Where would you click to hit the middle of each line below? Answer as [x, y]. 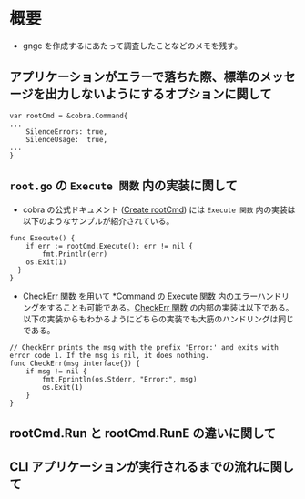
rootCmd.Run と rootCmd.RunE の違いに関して [142, 433]
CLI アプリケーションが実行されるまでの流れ [134, 467]
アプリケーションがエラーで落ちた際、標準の [135, 77]
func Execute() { [42, 238]
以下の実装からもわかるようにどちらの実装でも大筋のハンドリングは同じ [158, 319]
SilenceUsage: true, [66, 139]
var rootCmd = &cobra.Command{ [69, 116]
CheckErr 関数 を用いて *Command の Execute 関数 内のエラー [140, 296]
